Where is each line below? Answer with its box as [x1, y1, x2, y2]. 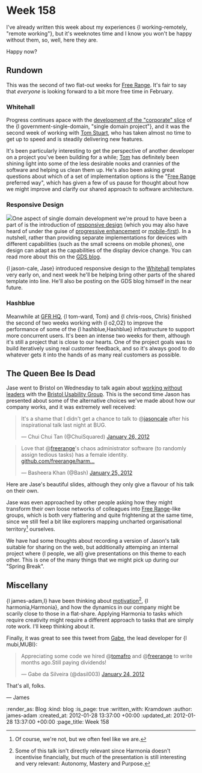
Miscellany [6, 580, 48, 590]
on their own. [6, 487, 39, 495]
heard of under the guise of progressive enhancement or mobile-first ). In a [6, 228, 191, 235]
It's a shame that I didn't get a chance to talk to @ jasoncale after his [20, 415, 189, 423]
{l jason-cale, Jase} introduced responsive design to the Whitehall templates [6, 265, 195, 272]
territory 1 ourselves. [6, 524, 55, 533]
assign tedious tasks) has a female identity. [20, 451, 128, 459]
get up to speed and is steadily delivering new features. [6, 136, 144, 143]
